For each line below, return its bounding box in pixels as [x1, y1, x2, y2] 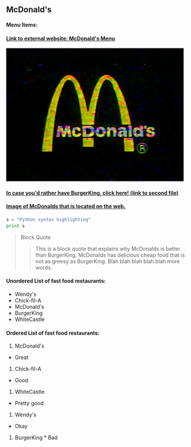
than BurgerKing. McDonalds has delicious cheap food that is [35, 251, 185, 258]
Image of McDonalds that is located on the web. [6, 203, 126, 210]
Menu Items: [6, 21, 38, 28]
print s [6, 223, 25, 229]
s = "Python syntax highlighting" [6, 216, 92, 222]
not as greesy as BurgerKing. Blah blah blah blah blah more [35, 257, 180, 265]
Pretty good [14, 400, 44, 407]
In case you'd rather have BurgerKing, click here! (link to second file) [6, 189, 179, 196]
